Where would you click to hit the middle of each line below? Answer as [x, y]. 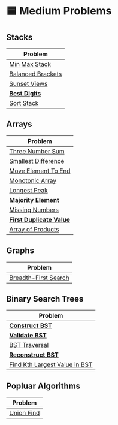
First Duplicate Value [40, 219]
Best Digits [25, 93]
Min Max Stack [30, 64]
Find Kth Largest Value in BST [51, 364]
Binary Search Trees [45, 299]
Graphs [20, 251]
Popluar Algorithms [43, 386]
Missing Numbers [34, 210]
